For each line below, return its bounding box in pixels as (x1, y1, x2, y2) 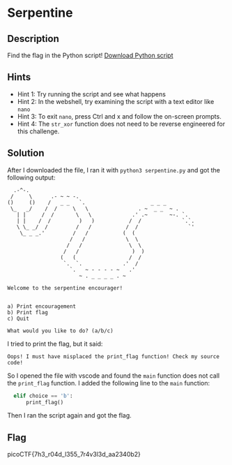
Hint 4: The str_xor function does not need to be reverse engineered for (17, 119, 225, 128)
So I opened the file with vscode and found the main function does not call (7, 371, 220, 380)
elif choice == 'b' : (13, 392, 73, 399)
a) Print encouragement (7, 302, 77, 310)
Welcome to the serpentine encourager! (7, 284, 123, 291)
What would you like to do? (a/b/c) (7, 327, 114, 334)
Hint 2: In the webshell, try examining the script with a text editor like (17, 97, 215, 105)
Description (7, 33, 59, 45)
